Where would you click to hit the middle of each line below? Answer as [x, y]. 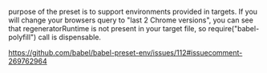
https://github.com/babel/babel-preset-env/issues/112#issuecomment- [125, 53]
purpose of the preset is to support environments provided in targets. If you [133, 12]
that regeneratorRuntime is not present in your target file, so [107, 28]
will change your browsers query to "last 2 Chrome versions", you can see [131, 20]
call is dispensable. [70, 37]
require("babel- [234, 28]
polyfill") [22, 37]
